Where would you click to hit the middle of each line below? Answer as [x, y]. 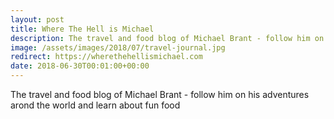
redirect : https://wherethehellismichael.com [106, 57]
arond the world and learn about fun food [95, 105]
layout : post [37, 19]
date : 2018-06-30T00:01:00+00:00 [80, 66]
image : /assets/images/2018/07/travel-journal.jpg [118, 47]
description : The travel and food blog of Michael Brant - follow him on [167, 38]
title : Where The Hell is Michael [82, 29]
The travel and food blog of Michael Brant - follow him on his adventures [160, 94]
